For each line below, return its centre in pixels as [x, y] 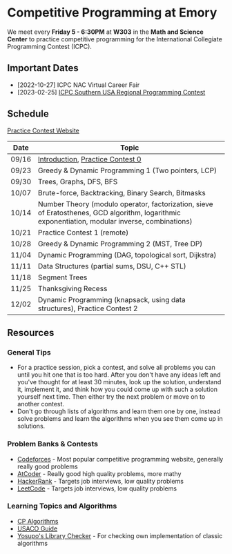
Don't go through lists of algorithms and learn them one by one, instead [119, 411]
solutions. [31, 426]
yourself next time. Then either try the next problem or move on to [111, 397]
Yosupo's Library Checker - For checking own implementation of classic [120, 535]
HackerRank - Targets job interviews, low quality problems [100, 481]
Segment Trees [62, 277]
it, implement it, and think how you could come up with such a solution [117, 389]
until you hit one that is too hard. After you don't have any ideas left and [119, 375]
